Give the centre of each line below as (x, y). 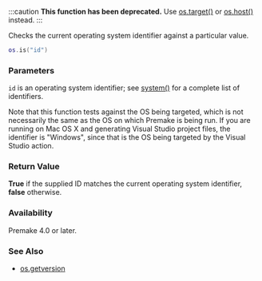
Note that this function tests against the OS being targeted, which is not (126, 112)
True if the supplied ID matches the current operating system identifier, (125, 184)
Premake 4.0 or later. (43, 230)
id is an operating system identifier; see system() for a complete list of (124, 88)
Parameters (31, 70)
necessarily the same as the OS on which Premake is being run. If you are (129, 121)
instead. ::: (26, 20)
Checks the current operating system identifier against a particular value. (129, 36)
